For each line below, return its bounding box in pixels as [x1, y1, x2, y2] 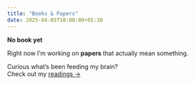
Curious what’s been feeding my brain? [7, 62, 119, 70]
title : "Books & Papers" [7, 10, 79, 17]
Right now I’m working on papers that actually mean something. [7, 49, 189, 57]
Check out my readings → [7, 70, 81, 78]
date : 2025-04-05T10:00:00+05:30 [7, 17, 103, 23]
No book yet [7, 35, 43, 44]
